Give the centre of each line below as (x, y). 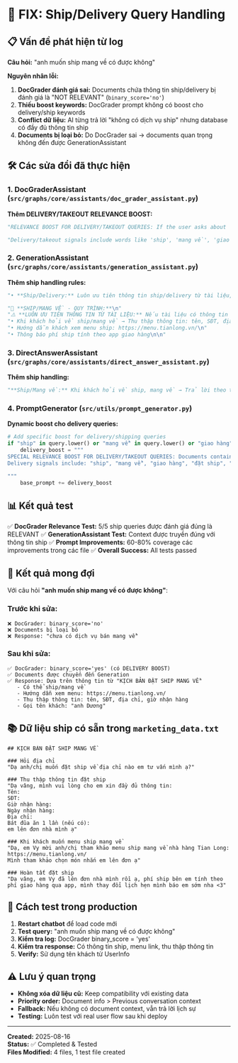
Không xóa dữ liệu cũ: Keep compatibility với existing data (103, 993)
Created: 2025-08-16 (39, 1037)
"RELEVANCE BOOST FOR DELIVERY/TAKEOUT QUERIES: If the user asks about (117, 227)
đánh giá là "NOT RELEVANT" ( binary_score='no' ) (91, 97)
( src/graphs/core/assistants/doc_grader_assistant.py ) (103, 198)
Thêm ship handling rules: (47, 282)
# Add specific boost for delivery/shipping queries (87, 437)
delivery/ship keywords (51, 112)
